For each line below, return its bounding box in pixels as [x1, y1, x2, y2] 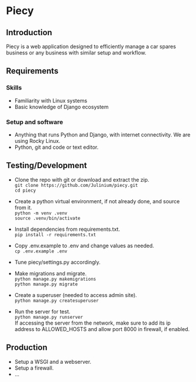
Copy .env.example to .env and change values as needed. [14, 242, 154, 249]
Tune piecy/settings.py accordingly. [14, 258, 101, 265]
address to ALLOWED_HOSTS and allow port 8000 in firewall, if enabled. [14, 325, 190, 332]
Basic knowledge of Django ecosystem [14, 103, 109, 110]
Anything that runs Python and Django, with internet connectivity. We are [14, 131, 191, 138]
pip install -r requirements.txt [14, 231, 97, 238]
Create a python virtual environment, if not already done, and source [14, 197, 180, 204]
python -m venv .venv [14, 210, 67, 216]
